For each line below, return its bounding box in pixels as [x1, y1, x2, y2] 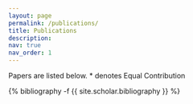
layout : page [8, 11, 52, 20]
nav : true [8, 42, 42, 50]
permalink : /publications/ [8, 19, 99, 27]
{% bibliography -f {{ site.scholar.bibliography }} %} [8, 86, 181, 96]
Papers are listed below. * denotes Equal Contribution [8, 71, 186, 80]
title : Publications [8, 26, 78, 34]
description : [8, 34, 52, 42]
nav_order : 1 [8, 49, 52, 57]
